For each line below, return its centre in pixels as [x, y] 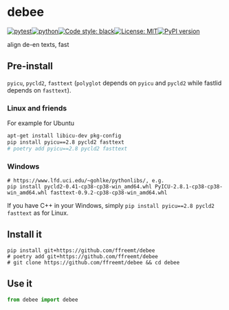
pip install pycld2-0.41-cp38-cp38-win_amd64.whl [80, 186]
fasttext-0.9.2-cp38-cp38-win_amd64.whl [109, 193]
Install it [25, 234]
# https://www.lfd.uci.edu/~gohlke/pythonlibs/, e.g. [86, 180]
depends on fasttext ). [39, 90]
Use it [20, 284]
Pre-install [30, 66]
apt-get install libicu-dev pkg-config [64, 136]
